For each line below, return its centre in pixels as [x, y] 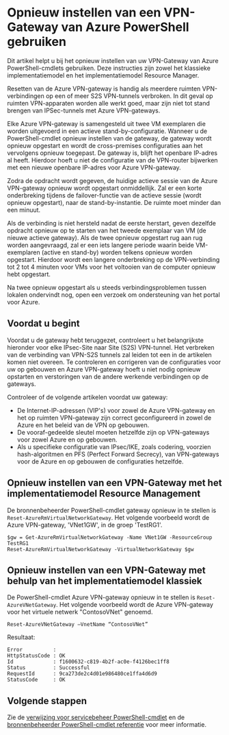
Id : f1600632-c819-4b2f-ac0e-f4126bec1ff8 [88, 662]
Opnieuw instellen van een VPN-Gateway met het [114, 483]
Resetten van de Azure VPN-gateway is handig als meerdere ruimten [104, 88]
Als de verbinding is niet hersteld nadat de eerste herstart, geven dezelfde [112, 223]
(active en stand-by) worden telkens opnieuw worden [117, 252]
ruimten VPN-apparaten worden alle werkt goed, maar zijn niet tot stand [108, 103]
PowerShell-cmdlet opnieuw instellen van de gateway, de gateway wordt [109, 138]
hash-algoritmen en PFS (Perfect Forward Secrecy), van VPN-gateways [118, 454]
